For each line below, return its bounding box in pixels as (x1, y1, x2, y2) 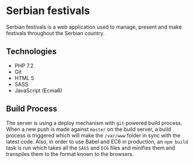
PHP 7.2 (14, 62, 34, 69)
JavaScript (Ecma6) (14, 86, 63, 94)
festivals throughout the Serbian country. (6, 29, 105, 36)
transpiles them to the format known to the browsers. (6, 150, 134, 157)
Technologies (6, 47, 57, 57)
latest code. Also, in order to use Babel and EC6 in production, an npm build (6, 138, 188, 145)
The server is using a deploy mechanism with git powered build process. (6, 119, 183, 126)
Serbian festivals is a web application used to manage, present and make (6, 23, 182, 30)
